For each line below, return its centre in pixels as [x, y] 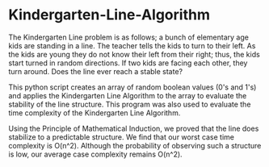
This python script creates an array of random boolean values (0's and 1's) [132, 87]
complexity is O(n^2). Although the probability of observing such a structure [135, 145]
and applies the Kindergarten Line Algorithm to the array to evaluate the [128, 95]
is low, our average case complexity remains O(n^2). [96, 154]
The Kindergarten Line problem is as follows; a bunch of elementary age [128, 37]
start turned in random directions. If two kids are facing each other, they [128, 63]
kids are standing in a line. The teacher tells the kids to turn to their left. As [132, 45]
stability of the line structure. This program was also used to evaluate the [130, 104]
